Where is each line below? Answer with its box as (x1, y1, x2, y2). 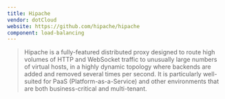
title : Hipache (7, 10, 51, 17)
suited (23, 77, 43, 86)
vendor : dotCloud (7, 16, 57, 23)
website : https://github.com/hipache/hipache (7, 23, 140, 30)
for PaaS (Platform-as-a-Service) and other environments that (43, 77, 219, 86)
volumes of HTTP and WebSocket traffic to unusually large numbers (23, 56, 217, 64)
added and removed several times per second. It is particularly (23, 70, 202, 78)
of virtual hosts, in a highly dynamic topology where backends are (23, 63, 211, 71)
